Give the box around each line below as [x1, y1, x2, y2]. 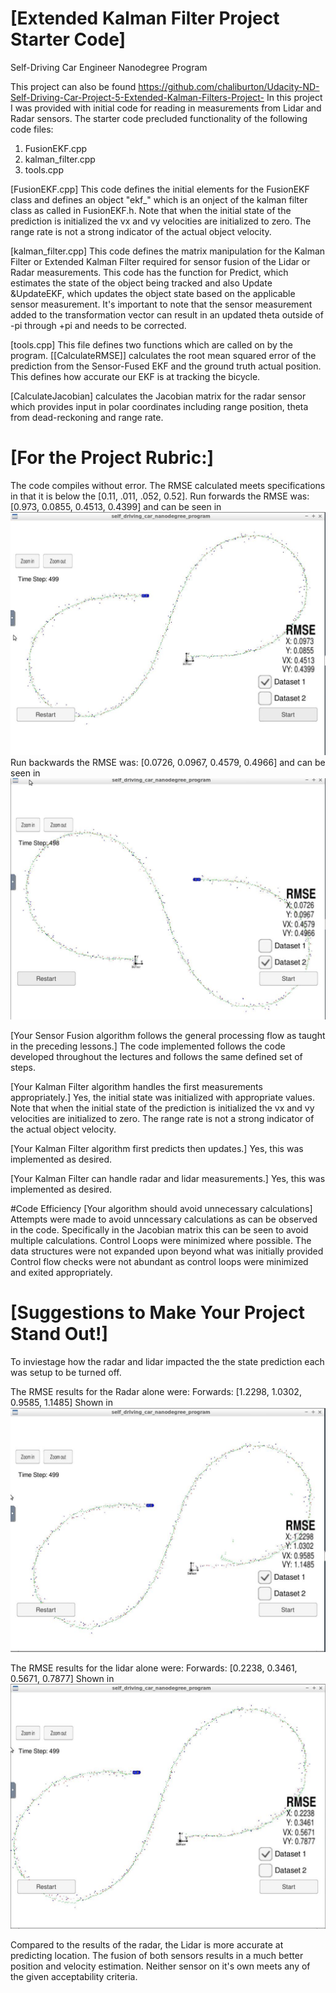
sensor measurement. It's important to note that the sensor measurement [10, 298, 313, 310]
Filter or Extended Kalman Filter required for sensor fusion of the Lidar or [10, 255, 311, 267]
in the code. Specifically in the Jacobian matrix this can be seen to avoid [10, 1223, 309, 1236]
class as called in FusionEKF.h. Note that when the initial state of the [10, 204, 292, 216]
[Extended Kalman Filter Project [10, 7, 280, 30]
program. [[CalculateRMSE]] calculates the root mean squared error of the [10, 349, 317, 361]
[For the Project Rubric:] [10, 447, 215, 469]
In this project [266, 91, 323, 103]
